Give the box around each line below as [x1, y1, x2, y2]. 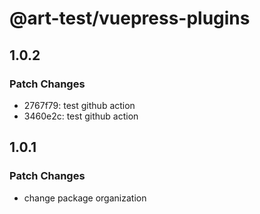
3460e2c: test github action [23, 110, 139, 122]
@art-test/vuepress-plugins [9, 7, 251, 30]
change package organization [23, 192, 147, 204]
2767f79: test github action [23, 99, 136, 111]
